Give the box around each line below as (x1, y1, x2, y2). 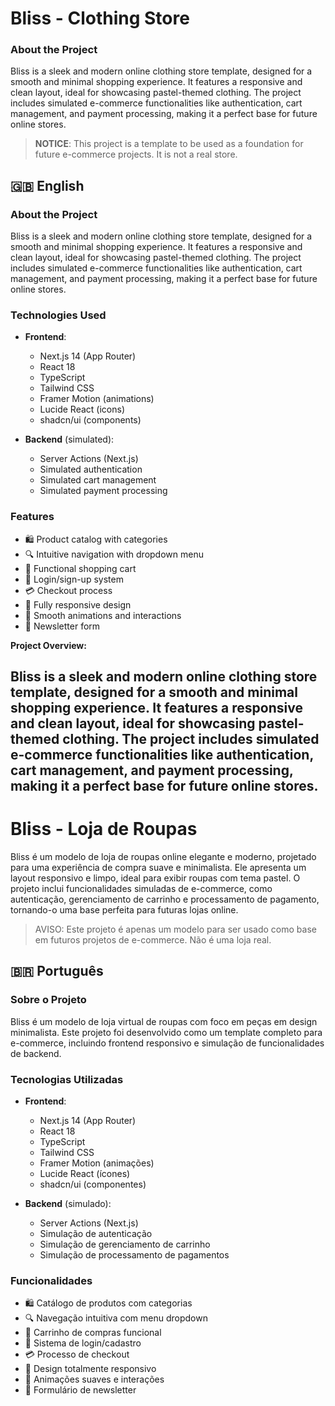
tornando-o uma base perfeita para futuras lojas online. (10, 904, 239, 916)
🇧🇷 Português (10, 963, 104, 980)
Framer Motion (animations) (39, 393, 155, 405)
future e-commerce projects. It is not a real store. (34, 148, 238, 161)
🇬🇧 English (10, 177, 85, 194)
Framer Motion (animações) (39, 1157, 155, 1169)
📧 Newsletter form (24, 620, 101, 632)
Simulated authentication (39, 463, 143, 476)
